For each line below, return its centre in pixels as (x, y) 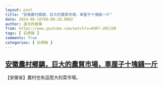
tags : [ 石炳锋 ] (22, 33)
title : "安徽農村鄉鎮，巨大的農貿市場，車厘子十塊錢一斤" (59, 15)
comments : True (21, 38)
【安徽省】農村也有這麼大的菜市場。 (43, 77)
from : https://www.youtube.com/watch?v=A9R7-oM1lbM (61, 29)
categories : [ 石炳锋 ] (29, 43)
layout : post (19, 10)
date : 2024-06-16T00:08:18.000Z (39, 19)
